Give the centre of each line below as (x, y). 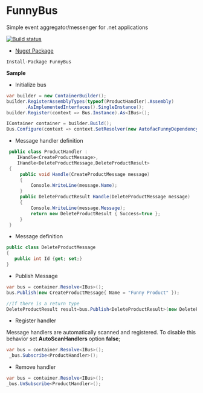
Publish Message (37, 276)
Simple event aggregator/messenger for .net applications (77, 27)
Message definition (39, 236)
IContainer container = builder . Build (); (59, 124)
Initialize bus (31, 85)
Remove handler (35, 367)
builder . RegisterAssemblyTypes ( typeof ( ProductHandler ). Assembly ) (90, 101)
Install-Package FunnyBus (39, 62)
